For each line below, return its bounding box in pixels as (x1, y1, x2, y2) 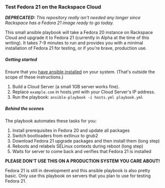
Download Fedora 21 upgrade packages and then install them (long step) (12, 138, 160, 144)
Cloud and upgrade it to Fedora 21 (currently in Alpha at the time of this (5, 35, 149, 40)
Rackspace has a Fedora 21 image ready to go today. (5, 20, 114, 26)
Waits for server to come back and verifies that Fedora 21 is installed (12, 149, 152, 154)
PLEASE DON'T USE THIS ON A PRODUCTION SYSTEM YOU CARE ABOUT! (5, 158, 160, 164)
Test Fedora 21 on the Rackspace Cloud (5, 3, 101, 10)
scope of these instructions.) (5, 74, 64, 80)
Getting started (5, 56, 37, 62)
